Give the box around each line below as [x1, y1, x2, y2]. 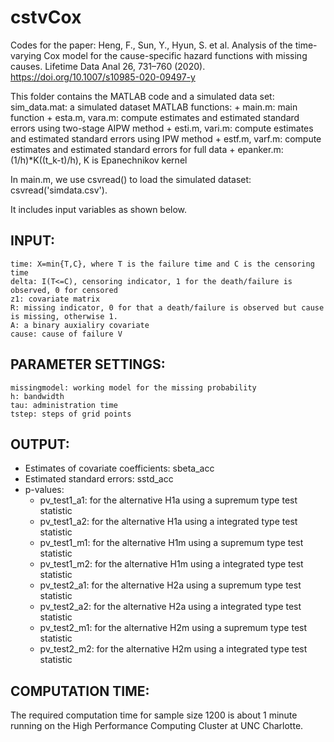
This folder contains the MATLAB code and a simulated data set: [10, 90, 275, 102]
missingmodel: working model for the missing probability [10, 382, 257, 393]
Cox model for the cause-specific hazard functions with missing [43, 49, 308, 61]
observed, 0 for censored [10, 285, 118, 295]
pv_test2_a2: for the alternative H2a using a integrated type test [39, 601, 302, 613]
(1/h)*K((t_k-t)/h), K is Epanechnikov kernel [10, 154, 188, 166]
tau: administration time [10, 400, 118, 410]
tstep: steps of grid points [10, 409, 132, 419]
